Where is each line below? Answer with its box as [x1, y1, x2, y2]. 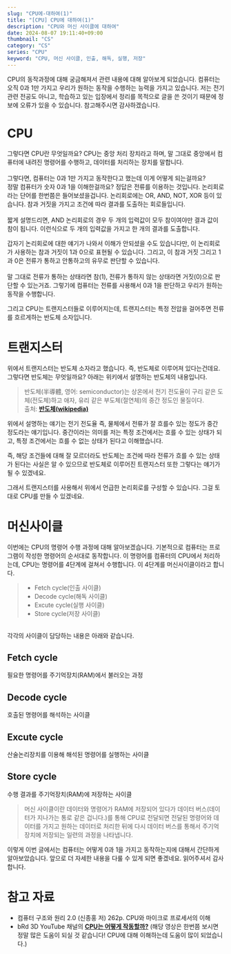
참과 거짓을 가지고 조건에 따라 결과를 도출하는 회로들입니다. [27, 200, 186, 208]
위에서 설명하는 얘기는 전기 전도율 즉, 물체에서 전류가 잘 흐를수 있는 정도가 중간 [7, 419, 219, 427]
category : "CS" [7, 42, 51, 49]
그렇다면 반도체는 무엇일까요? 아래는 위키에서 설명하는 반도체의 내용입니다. [7, 373, 208, 381]
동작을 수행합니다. [7, 290, 56, 298]
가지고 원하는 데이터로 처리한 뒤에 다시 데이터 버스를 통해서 [42, 822, 201, 830]
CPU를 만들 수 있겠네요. [19, 492, 85, 500]
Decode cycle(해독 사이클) [34, 592, 108, 600]
